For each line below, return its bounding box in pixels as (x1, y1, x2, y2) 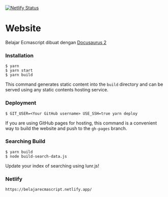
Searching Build (5, 138, 46, 145)
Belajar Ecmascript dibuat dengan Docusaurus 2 (5, 39, 107, 45)
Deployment (5, 100, 37, 107)
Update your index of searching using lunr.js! (5, 162, 99, 169)
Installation (5, 52, 34, 59)
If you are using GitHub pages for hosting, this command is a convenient (5, 120, 157, 126)
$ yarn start (5, 68, 33, 73)
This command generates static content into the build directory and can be (5, 81, 163, 87)
